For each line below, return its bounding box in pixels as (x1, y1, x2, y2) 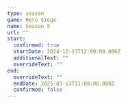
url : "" (7, 29, 29, 36)
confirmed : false (13, 86, 63, 93)
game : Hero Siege (7, 16, 57, 23)
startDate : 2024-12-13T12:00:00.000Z (13, 49, 121, 55)
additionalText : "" (13, 55, 69, 62)
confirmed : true (13, 42, 60, 49)
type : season (7, 10, 44, 17)
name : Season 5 (7, 23, 51, 29)
